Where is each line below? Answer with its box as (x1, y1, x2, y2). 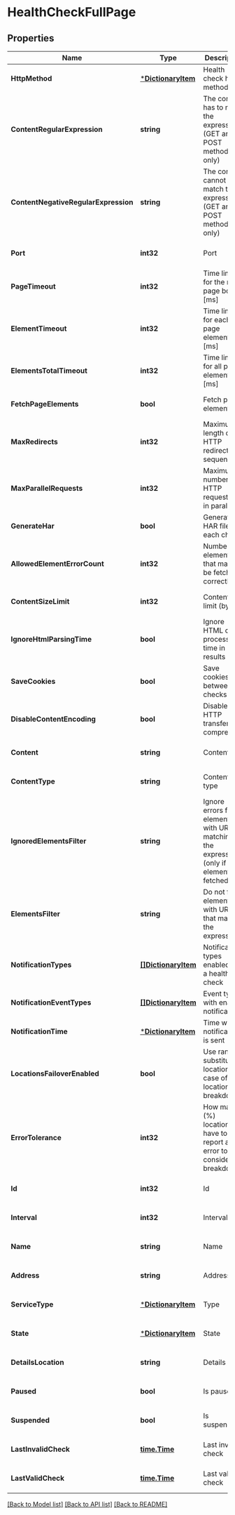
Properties (7, 32, 55, 44)
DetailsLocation (10, 1358, 64, 1367)
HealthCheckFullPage (7, 4, 136, 20)
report (203, 1137, 224, 1146)
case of (203, 1073, 228, 1083)
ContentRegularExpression (10, 124, 103, 134)
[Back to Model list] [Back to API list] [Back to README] (7, 1500, 168, 1508)
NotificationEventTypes (10, 998, 92, 1007)
